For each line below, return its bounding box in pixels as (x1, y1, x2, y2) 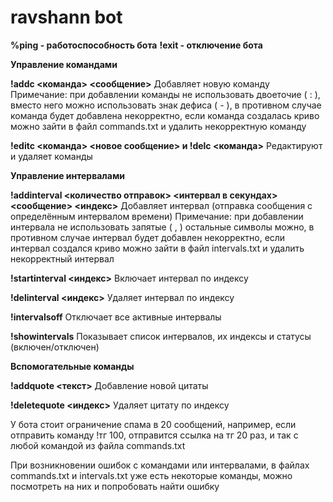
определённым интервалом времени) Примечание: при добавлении (10, 210, 304, 222)
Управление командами (10, 58, 118, 70)
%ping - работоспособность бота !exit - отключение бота (10, 39, 263, 51)
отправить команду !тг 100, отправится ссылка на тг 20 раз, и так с (10, 429, 299, 441)
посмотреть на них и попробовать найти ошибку (10, 480, 220, 492)
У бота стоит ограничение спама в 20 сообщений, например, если (10, 418, 297, 430)
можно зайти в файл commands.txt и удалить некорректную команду (10, 120, 307, 132)
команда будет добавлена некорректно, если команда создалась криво (10, 109, 320, 121)
